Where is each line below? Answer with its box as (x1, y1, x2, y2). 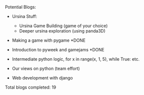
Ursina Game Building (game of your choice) (19, 23, 108, 29)
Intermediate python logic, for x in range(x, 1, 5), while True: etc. (12, 56, 140, 62)
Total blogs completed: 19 (5, 84, 57, 90)
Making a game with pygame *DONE (12, 37, 86, 43)
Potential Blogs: (5, 4, 36, 10)
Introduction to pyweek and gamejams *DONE (12, 47, 105, 52)
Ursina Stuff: (12, 14, 38, 19)
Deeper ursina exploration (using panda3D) (19, 28, 106, 33)
